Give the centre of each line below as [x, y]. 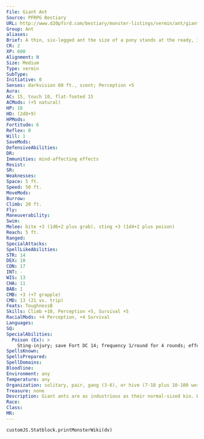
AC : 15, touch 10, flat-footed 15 [50, 97]
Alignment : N [23, 57]
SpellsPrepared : [27, 357]
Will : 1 [16, 137]
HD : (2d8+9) [21, 114]
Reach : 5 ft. [23, 232]
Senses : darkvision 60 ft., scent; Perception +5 [70, 86]
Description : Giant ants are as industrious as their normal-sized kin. [100, 396]
